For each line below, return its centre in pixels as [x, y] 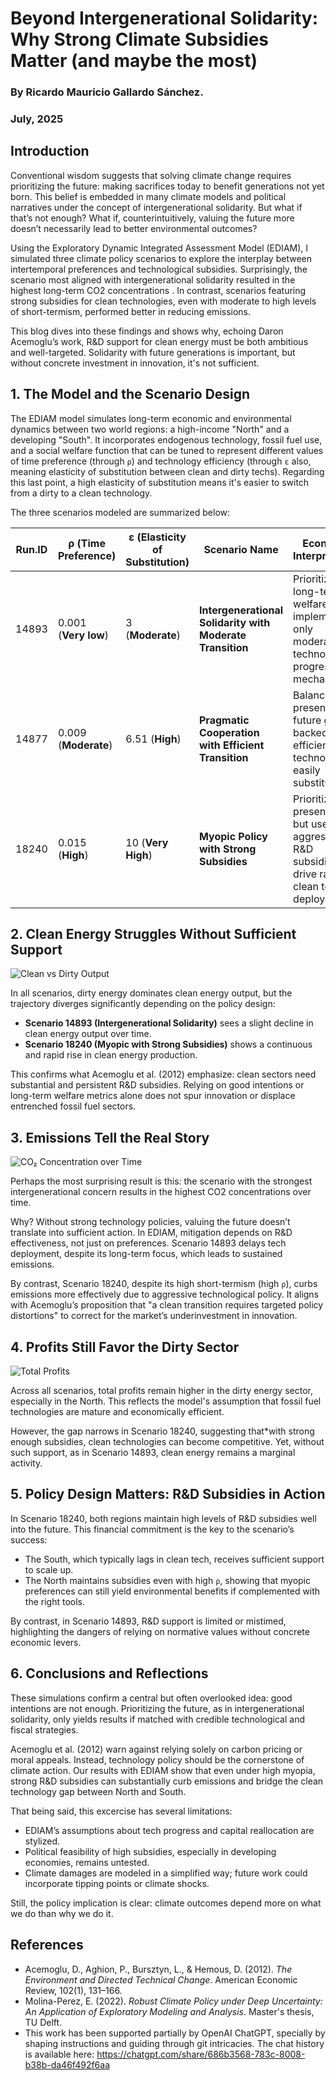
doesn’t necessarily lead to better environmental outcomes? [134, 228]
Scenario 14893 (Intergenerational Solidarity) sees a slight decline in [169, 1023]
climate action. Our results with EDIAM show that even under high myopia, [163, 1770]
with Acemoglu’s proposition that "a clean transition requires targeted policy [167, 1305]
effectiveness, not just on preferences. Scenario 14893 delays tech [148, 1243]
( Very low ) [83, 635]
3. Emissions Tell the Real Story [110, 1137]
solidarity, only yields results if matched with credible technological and [157, 1719]
